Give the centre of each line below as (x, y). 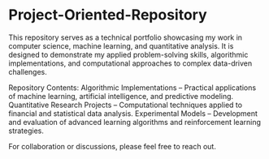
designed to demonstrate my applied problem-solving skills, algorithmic (128, 54)
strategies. (26, 131)
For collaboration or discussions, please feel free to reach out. (113, 146)
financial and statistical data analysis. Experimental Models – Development (133, 113)
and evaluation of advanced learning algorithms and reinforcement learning (135, 122)
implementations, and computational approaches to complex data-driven (130, 63)
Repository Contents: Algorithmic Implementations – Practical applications (132, 88)
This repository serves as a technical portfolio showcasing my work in (125, 37)
